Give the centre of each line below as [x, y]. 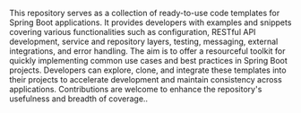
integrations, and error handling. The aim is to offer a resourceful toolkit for [147, 51]
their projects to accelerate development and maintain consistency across [146, 79]
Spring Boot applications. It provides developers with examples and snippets [150, 22]
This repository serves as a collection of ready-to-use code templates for [145, 13]
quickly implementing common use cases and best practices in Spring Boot [149, 61]
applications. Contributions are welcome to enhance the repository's [136, 89]
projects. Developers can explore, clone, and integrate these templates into [148, 70]
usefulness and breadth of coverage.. [79, 99]
